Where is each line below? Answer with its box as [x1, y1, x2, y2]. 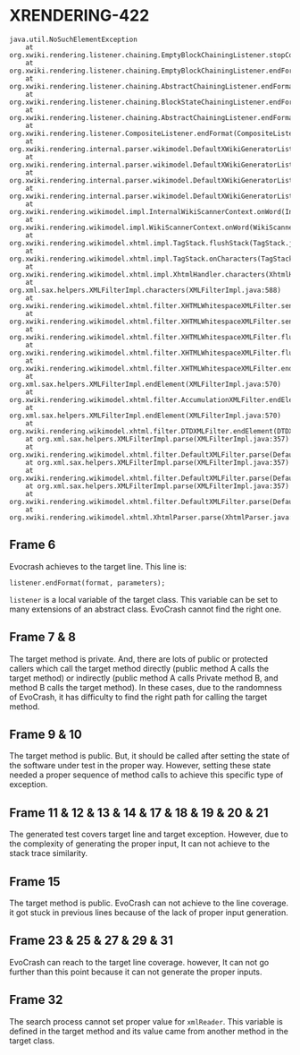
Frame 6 [9, 537, 56, 553]
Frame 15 [9, 874, 61, 889]
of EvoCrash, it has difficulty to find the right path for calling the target [9, 691, 268, 702]
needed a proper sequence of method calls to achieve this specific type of [9, 769, 284, 780]
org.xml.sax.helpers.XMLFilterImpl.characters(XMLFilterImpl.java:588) [9, 286, 281, 295]
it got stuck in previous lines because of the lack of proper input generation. [9, 907, 288, 918]
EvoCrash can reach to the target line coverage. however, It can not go [9, 956, 270, 967]
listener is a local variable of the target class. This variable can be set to [9, 594, 279, 605]
